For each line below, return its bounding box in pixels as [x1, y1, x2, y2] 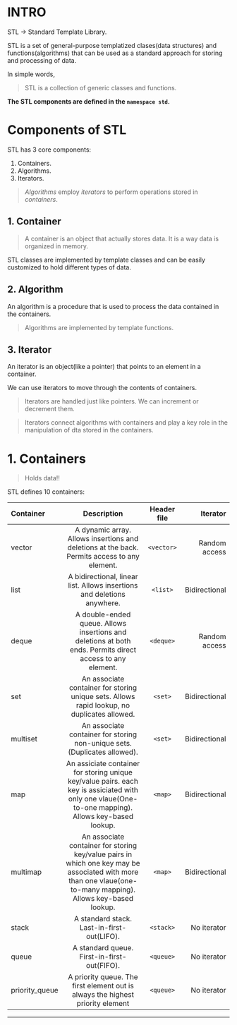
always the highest [71, 990, 134, 1000]
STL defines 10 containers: [7, 487, 85, 496]
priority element [76, 999, 130, 1009]
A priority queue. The [68, 972, 139, 982]
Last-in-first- [79, 923, 127, 933]
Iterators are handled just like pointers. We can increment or [24, 397, 199, 406]
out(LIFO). [85, 932, 120, 942]
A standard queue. [72, 943, 134, 953]
